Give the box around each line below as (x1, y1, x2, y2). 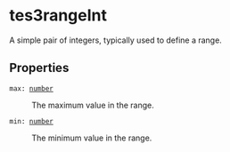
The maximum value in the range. (31, 100, 154, 110)
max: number (9, 84, 53, 93)
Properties (9, 60, 70, 76)
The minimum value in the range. (31, 132, 152, 143)
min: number (9, 116, 53, 125)
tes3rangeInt (9, 5, 108, 26)
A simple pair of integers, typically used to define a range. (9, 35, 223, 45)
